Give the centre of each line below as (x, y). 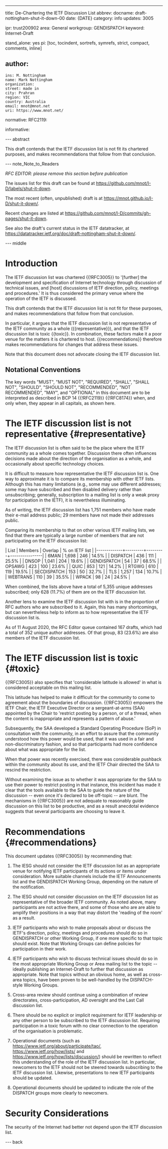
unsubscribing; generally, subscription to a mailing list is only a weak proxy (82, 494)
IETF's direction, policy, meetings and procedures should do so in (80, 933)
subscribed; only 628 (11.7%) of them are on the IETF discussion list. (76, 592)
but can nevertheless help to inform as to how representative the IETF (77, 612)
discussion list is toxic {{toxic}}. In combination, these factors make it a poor (83, 333)
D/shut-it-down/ (22, 203)
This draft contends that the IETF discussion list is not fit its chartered (77, 148)
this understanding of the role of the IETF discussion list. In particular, (84, 1062)
